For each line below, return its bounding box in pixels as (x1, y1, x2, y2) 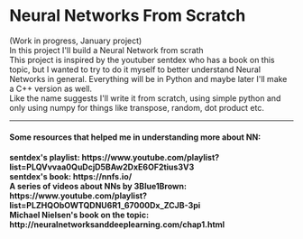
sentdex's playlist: (9, 152, 80, 163)
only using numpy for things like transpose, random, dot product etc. (9, 102, 264, 113)
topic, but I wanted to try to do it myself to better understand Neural (9, 64, 262, 75)
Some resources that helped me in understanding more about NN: (9, 132, 262, 142)
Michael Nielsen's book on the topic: (9, 209, 150, 221)
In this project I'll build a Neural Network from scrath (9, 44, 205, 55)
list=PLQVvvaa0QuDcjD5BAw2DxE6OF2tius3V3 (9, 161, 195, 172)
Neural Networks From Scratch (9, 5, 246, 26)
